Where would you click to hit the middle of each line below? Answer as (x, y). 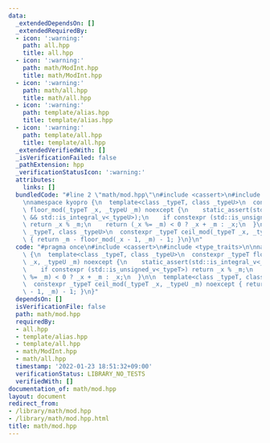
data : (17, 16)
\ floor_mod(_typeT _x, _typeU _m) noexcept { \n (106, 209)
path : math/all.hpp (55, 90)
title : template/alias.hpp (68, 120)
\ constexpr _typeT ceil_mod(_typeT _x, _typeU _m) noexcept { (133, 284)
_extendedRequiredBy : (52, 30)
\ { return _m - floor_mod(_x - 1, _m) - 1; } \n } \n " (113, 240)
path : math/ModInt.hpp (61, 68)
